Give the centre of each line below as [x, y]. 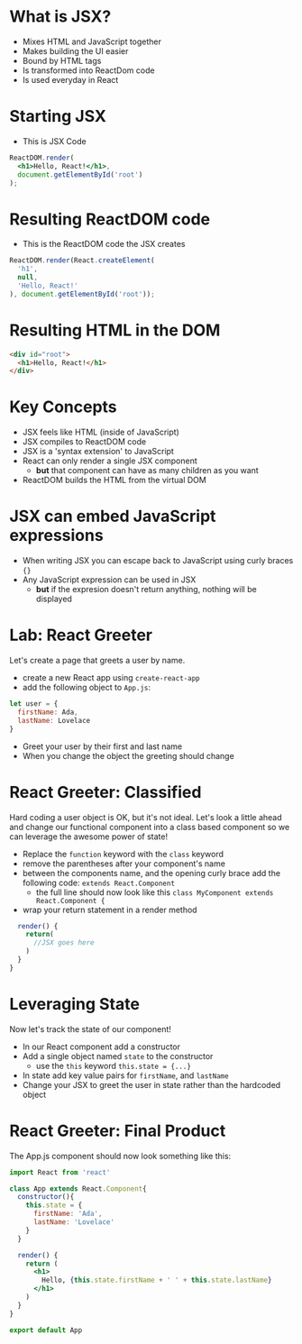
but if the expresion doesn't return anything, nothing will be [146, 590]
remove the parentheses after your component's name [124, 864]
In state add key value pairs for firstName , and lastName [125, 1075]
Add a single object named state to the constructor [118, 1056]
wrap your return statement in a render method [110, 910]
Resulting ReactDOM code [110, 219]
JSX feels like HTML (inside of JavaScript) [101, 432]
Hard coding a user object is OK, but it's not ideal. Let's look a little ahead [146, 817]
